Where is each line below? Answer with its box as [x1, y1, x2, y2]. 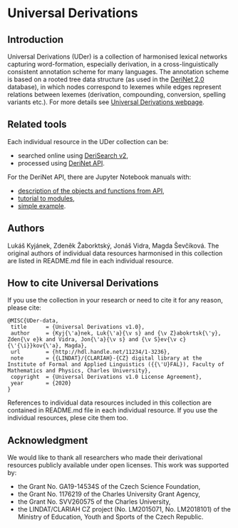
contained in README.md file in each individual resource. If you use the [7, 406, 218, 415]
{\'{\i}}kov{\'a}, [7, 342, 62, 350]
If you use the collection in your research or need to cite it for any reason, [7, 296, 223, 305]
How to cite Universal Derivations [7, 277, 159, 290]
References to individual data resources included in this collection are [7, 398, 212, 407]
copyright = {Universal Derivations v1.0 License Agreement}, [10, 373, 202, 381]
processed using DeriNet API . [17, 158, 105, 167]
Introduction [7, 34, 64, 46]
